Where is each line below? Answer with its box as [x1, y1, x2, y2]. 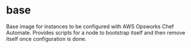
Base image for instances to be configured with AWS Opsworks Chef [6, 23, 174, 30]
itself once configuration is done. [6, 35, 87, 42]
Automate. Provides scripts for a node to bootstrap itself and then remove [6, 29, 186, 36]
